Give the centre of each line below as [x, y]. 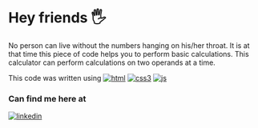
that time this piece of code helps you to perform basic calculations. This [129, 54]
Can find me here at [47, 98]
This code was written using [55, 78]
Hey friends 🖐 [57, 18]
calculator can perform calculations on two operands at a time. [112, 62]
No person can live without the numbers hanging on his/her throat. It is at [129, 45]
